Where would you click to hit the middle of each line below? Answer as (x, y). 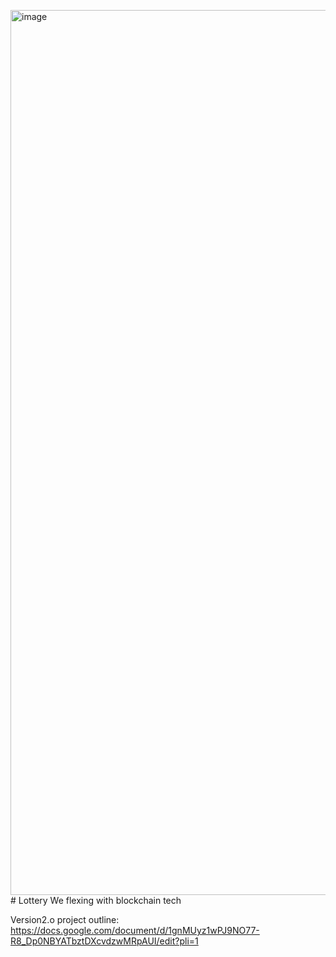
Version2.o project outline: (65, 919)
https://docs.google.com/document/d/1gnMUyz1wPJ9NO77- (135, 930)
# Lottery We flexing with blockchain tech (96, 900)
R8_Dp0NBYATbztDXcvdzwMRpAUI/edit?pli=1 (104, 941)
